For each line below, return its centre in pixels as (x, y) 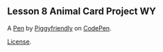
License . (19, 42)
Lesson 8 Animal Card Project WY (81, 11)
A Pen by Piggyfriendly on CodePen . (60, 28)
